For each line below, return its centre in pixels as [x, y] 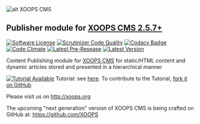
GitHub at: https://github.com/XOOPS [52, 114]
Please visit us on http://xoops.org [49, 96]
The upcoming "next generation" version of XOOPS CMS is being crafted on [100, 108]
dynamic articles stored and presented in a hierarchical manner [84, 66]
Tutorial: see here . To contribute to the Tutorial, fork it [122, 78]
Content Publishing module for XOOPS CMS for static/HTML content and [96, 61]
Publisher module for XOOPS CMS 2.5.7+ [84, 28]
